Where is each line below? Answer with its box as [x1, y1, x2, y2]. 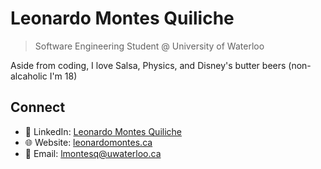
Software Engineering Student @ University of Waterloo [34, 40, 265, 52]
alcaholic [10, 70, 48, 82]
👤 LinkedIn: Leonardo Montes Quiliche [24, 125, 182, 137]
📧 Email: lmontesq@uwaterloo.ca [24, 147, 162, 159]
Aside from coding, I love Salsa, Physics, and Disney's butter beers [10, 59, 287, 71]
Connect [10, 99, 66, 116]
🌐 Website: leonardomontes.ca [24, 136, 153, 148]
